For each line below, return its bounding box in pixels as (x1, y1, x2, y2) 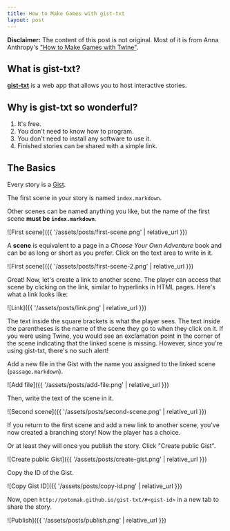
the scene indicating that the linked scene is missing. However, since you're (7, 339, 223, 347)
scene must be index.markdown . (7, 214, 97, 222)
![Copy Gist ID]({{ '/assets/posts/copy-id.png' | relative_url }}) (7, 482, 183, 490)
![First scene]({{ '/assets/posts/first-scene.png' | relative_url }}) (7, 228, 188, 236)
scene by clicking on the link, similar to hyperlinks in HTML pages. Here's (7, 282, 216, 291)
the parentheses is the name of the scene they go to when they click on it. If (7, 324, 224, 332)
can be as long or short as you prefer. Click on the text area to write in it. (7, 249, 213, 257)
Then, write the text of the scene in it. (7, 394, 114, 402)
